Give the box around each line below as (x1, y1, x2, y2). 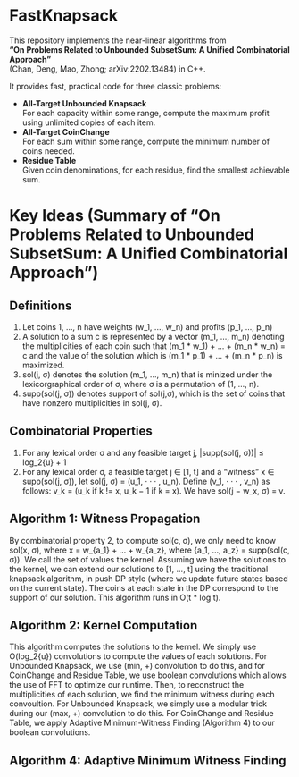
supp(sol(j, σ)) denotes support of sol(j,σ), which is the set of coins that (21, 388, 286, 399)
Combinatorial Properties (9, 424, 154, 439)
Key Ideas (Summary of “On (9, 206, 220, 226)
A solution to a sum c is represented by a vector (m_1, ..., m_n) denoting (21, 331, 285, 342)
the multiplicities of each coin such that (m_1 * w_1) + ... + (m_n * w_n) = (21, 341, 286, 351)
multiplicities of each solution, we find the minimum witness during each (9, 689, 275, 700)
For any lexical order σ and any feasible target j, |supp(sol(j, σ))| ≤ (21, 447, 265, 458)
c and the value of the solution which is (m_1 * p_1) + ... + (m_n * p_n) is (21, 350, 283, 360)
